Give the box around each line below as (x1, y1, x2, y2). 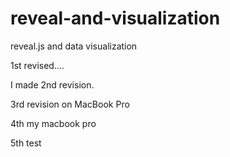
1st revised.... (10, 59, 65, 71)
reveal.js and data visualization (10, 40, 138, 52)
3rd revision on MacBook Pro (10, 98, 130, 110)
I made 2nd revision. (10, 78, 95, 91)
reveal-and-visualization (10, 7, 221, 30)
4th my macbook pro (10, 117, 97, 129)
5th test (10, 137, 42, 149)
